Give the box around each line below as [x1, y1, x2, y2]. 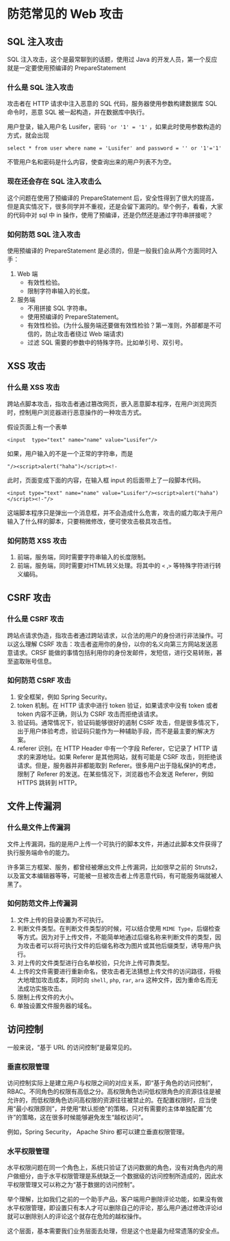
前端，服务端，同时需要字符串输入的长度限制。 [16, 553, 149, 561]
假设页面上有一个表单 [7, 423, 67, 431]
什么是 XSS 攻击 [7, 382, 60, 392]
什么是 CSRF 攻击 [7, 614, 64, 624]
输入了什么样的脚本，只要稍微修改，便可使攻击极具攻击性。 [7, 517, 175, 525]
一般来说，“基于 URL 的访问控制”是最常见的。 [7, 1043, 136, 1051]
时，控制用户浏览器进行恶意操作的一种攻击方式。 [7, 408, 145, 416]
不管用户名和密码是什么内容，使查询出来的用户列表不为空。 [7, 158, 175, 166]
